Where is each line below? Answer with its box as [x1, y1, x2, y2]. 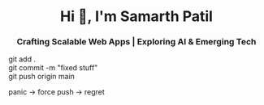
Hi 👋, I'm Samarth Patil [59, 7, 214, 26]
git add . [8, 54, 37, 64]
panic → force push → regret [8, 87, 106, 97]
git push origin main [8, 72, 76, 82]
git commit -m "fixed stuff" [8, 63, 98, 73]
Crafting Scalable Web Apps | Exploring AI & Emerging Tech [16, 36, 257, 48]
